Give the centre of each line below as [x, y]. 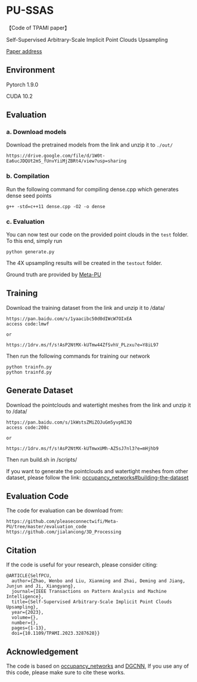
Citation [21, 550]
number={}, [25, 623]
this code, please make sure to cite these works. [66, 672]
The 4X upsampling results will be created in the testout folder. [84, 263]
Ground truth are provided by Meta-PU [54, 275]
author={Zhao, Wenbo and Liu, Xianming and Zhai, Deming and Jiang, [98, 581]
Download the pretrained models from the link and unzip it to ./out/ [90, 145]
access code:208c [28, 427]
